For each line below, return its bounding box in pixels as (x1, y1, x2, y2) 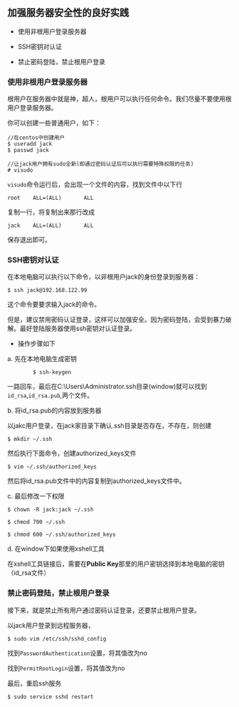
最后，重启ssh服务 (7, 678, 62, 687)
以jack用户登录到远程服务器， (7, 621, 95, 629)
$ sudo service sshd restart (7, 693, 94, 701)
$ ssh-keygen (33, 369, 72, 376)
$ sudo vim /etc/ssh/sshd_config (7, 635, 107, 642)
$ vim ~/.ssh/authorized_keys (7, 463, 97, 471)
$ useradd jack (7, 141, 53, 148)
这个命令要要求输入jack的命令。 (7, 300, 101, 309)
